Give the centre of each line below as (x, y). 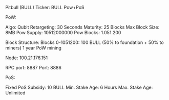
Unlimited (15, 93)
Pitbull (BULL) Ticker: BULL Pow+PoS (45, 7)
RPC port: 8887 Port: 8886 (33, 68)
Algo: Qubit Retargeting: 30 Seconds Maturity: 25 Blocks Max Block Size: (82, 27)
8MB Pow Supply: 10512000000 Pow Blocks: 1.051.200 (63, 32)
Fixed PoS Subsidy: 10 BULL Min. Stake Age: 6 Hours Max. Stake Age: (79, 87)
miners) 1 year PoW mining (33, 48)
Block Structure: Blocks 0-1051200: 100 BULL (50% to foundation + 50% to (84, 42)
